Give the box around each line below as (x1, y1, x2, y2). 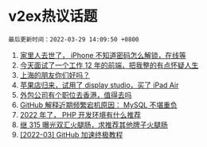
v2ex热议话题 (8, 7, 98, 25)
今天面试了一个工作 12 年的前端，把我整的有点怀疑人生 (19, 60, 199, 70)
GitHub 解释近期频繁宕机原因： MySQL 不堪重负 (19, 100, 178, 110)
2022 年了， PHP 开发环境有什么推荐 (19, 110, 142, 119)
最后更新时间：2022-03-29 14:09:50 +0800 (8, 35, 139, 44)
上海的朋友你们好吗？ (19, 70, 90, 79)
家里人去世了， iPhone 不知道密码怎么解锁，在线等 (19, 50, 187, 60)
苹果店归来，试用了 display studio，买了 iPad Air (19, 80, 179, 90)
